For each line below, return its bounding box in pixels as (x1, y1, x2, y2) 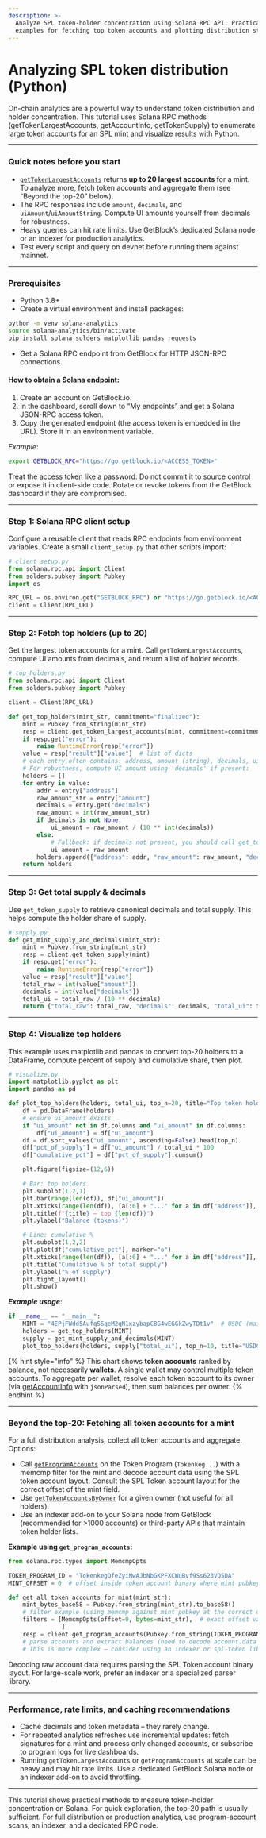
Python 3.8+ (19, 295, 61, 305)
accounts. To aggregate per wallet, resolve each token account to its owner (8, 1373, 255, 1382)
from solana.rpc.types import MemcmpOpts (8, 1557, 147, 1565)
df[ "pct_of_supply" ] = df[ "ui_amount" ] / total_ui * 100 (22, 1144, 215, 1152)
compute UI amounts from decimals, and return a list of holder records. (8, 654, 240, 664)
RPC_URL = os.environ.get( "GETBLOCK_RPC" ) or (8, 594, 161, 602)
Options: (8, 1443, 36, 1453)
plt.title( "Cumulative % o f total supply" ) (22, 1260, 169, 1269)
